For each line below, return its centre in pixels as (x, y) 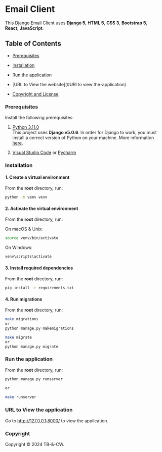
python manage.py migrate (32, 347)
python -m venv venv (26, 197)
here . (18, 143)
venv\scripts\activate (28, 257)
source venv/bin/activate (32, 238)
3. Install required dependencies (39, 268)
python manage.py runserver (34, 379)
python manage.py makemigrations (40, 328)
